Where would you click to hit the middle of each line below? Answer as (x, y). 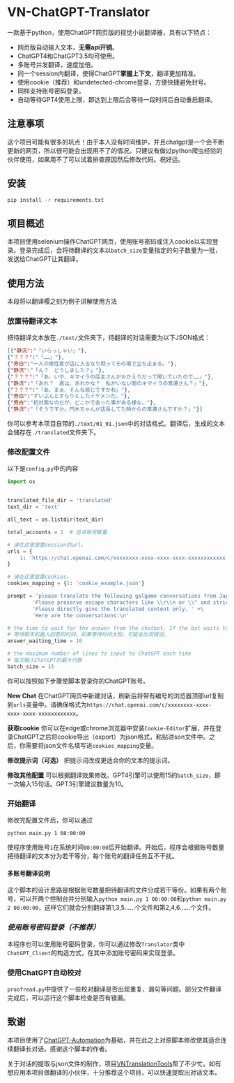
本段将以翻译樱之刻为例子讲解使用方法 (62, 302)
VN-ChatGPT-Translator (79, 12)
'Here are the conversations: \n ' (81, 615)
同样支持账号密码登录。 (51, 91)
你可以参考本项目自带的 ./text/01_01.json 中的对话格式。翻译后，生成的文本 (116, 424)
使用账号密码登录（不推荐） (54, 927)
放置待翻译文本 (32, 321)
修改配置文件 (29, 452)
